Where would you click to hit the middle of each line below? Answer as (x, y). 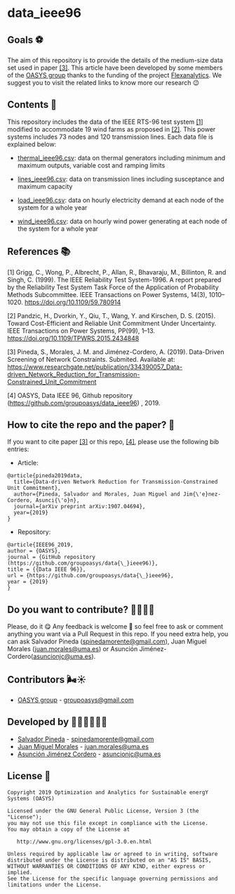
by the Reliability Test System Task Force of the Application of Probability (113, 287)
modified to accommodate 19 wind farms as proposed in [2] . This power (112, 129)
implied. (20, 872)
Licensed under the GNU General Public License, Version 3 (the (103, 811)
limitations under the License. (54, 885)
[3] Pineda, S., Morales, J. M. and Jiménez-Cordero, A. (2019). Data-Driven (116, 352)
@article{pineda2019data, (45, 476)
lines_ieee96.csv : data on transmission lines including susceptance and (121, 179)
